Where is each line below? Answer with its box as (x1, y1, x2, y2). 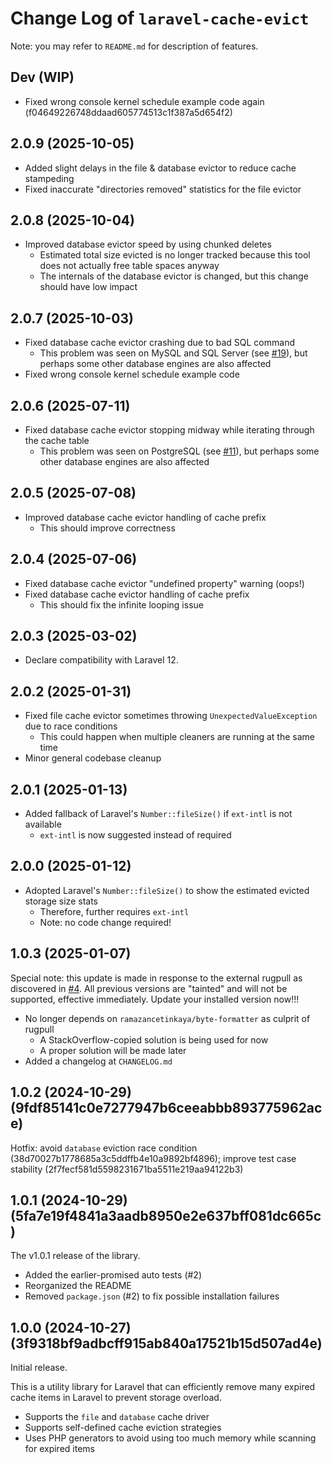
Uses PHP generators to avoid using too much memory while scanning (24, 1432, 317, 1444)
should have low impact (39, 281, 138, 293)
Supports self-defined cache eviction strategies (24, 1422, 222, 1434)
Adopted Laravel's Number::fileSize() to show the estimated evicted (24, 884, 310, 896)
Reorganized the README (24, 1280, 132, 1292)
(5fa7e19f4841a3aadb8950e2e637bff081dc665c (10, 1207, 322, 1224)
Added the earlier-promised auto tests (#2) (24, 1269, 202, 1281)
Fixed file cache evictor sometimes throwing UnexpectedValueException (24, 710, 318, 722)
